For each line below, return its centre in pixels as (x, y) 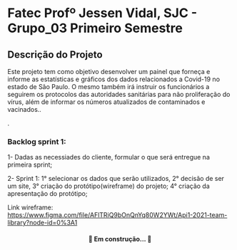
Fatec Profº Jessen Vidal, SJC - (102, 13)
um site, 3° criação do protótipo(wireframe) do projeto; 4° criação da (109, 186)
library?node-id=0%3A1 (42, 223)
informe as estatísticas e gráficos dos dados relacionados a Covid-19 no (114, 79)
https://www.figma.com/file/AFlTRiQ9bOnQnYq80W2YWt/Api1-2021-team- (117, 215)
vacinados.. (24, 109)
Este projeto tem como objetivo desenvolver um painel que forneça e (109, 72)
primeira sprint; (30, 165)
